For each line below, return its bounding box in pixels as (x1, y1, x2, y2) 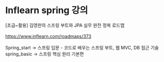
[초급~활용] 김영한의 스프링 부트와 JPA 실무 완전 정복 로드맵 (5, 22, 125, 28)
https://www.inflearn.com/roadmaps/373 (5, 33, 91, 39)
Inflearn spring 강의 (5, 5, 88, 16)
